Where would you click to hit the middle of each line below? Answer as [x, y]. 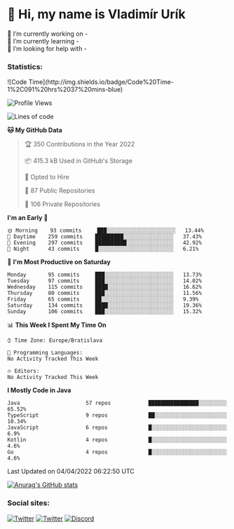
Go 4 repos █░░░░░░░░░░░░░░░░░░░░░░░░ [117, 452]
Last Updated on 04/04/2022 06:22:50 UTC [71, 472]
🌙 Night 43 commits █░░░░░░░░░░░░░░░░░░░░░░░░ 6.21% [103, 249]
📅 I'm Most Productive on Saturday [59, 262]
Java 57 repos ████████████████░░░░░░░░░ [117, 403]
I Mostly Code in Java [39, 390]
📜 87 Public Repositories [60, 191]
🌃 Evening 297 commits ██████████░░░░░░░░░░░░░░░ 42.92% [104, 243]
